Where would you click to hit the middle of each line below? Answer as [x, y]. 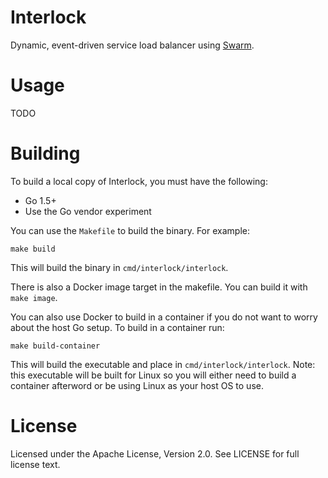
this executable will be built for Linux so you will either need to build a [153, 375]
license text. [35, 464]
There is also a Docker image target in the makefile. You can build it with [159, 287]
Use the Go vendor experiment [88, 211]
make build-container [55, 346]
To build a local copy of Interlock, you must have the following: [139, 181]
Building [45, 153]
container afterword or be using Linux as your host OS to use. [137, 385]
